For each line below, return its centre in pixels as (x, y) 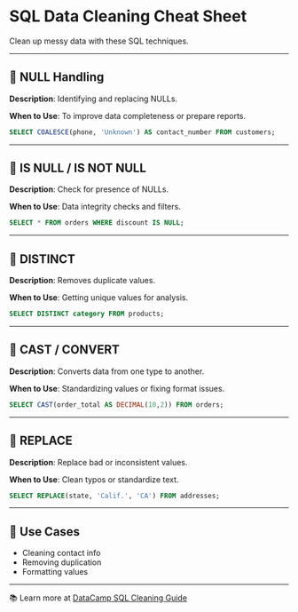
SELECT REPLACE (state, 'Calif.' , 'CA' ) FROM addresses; (114, 496)
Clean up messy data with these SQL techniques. (99, 41)
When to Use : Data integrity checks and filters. (95, 207)
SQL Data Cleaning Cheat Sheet (128, 16)
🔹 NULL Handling (57, 77)
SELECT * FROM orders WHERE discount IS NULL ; (97, 223)
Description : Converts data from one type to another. (107, 371)
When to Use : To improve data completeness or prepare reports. (128, 115)
